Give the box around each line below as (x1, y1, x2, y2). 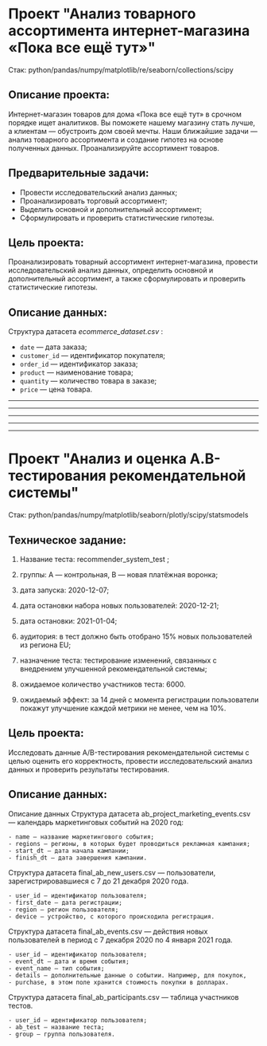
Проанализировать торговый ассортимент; (19, 196, 168, 206)
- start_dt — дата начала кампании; (8, 847, 130, 855)
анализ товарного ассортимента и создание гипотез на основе (8, 135, 224, 144)
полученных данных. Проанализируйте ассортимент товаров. (8, 143, 220, 152)
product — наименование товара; (19, 368, 133, 377)
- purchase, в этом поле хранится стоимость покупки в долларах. (8, 978, 229, 986)
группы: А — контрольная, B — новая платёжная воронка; (19, 569, 219, 579)
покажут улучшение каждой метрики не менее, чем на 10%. (19, 703, 226, 713)
